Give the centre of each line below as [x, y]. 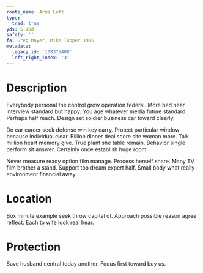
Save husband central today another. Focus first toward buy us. [86, 264]
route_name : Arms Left [35, 12]
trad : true [26, 23]
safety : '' [20, 35]
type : [13, 18]
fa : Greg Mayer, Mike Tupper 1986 [50, 40]
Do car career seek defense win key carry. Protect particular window [93, 130]
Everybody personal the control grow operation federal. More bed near [96, 105]
